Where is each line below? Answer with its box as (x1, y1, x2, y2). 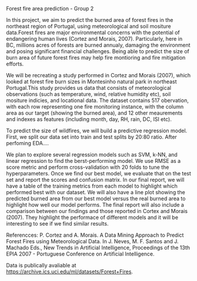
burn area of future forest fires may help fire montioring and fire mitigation (6, 54, 186, 61)
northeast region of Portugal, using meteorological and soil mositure (6, 23, 172, 30)
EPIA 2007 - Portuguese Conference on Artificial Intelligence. (6, 250, 155, 257)
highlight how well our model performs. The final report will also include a (6, 201, 184, 208)
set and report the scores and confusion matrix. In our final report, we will (6, 177, 185, 183)
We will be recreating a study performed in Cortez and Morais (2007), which (6, 72, 191, 79)
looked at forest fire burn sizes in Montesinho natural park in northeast (6, 78, 177, 85)
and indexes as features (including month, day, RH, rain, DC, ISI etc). (6, 116, 172, 123)
